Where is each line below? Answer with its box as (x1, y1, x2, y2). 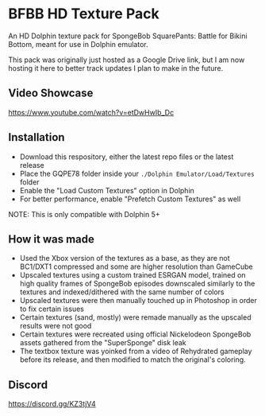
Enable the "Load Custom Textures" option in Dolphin (19, 185, 194, 195)
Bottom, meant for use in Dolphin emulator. (8, 39, 148, 49)
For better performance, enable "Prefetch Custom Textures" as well (19, 194, 241, 204)
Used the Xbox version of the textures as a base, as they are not (19, 254, 230, 263)
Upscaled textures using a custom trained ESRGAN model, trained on (19, 270, 246, 280)
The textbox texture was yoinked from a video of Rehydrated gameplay (19, 347, 252, 356)
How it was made (8, 232, 95, 246)
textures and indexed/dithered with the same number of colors (19, 287, 225, 297)
